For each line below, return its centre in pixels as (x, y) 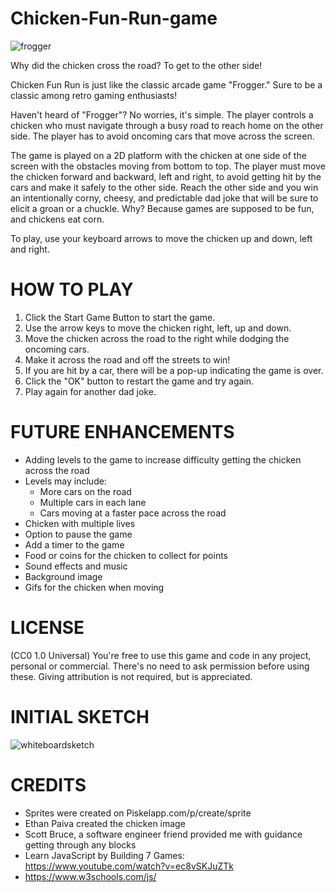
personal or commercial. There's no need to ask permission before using (160, 666)
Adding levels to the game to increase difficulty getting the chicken (163, 459)
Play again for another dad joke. (90, 391)
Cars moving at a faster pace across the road (133, 513)
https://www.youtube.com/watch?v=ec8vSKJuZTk (129, 866)
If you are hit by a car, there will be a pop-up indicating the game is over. (174, 370)
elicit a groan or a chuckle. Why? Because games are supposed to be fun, (162, 208)
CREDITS (48, 784)
